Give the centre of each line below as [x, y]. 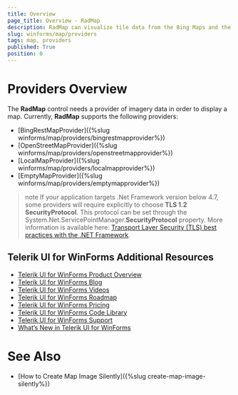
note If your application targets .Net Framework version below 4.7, [121, 197]
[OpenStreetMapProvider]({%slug [67, 145]
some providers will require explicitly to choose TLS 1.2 [106, 205]
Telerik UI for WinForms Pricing [63, 304]
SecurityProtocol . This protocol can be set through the [106, 212]
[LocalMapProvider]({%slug [58, 160]
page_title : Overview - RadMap [54, 21]
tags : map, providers [40, 41]
